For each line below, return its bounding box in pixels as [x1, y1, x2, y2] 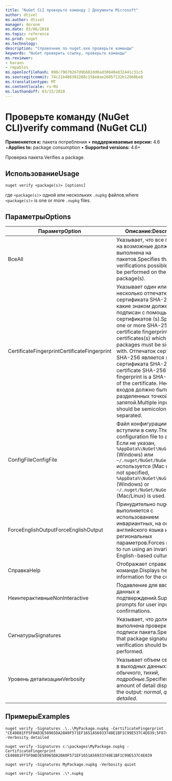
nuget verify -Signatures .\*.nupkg [5, 771, 83, 776]
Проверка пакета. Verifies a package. [5, 154, 85, 161]
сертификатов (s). [116, 315, 161, 323]
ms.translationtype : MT [5, 79, 56, 84]
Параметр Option [38, 227, 81, 235]
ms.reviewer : [5, 55, 33, 61]
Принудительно [116, 501, 156, 508]
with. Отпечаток [116, 348, 156, 355]
